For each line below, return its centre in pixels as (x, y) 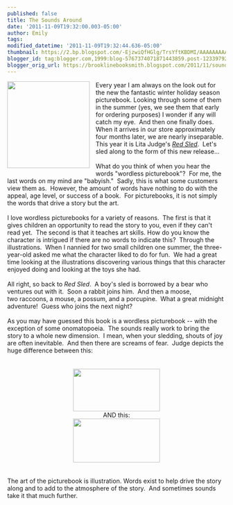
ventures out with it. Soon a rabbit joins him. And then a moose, (100, 291)
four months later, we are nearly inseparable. (160, 137)
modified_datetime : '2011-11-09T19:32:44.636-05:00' (85, 46)
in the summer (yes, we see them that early (158, 107)
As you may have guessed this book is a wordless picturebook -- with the (112, 320)
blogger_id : (24, 59)
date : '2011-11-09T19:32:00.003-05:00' (65, 26)
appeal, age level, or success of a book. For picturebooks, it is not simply (112, 196)
